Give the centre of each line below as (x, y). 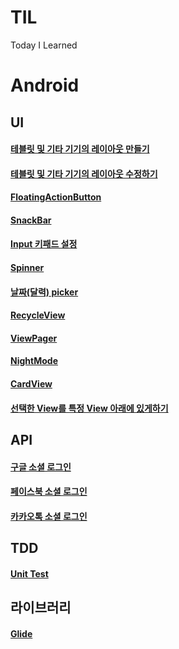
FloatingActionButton (56, 197)
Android (45, 85)
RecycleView (38, 315)
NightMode (34, 361)
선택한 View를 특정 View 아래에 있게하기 (89, 408)
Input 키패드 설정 (44, 244)
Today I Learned (44, 45)
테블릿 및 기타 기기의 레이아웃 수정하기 (84, 173)
